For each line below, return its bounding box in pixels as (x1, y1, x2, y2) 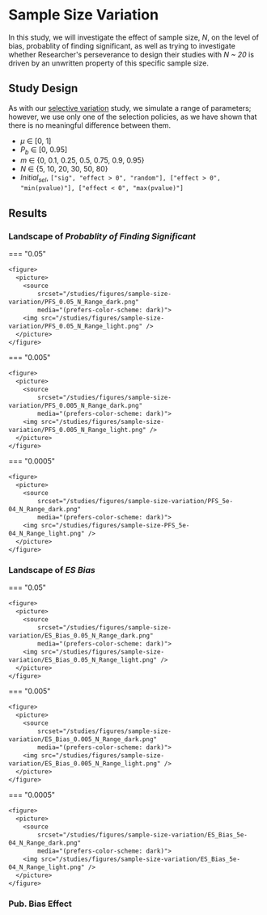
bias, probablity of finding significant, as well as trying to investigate (8, 40, 236, 50)
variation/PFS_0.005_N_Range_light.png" (8, 426, 147, 434)
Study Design (8, 82, 78, 95)
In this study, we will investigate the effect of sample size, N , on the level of (8, 32, 259, 42)
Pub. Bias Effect (8, 898, 73, 909)
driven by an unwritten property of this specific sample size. (8, 58, 209, 68)
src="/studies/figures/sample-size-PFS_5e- (40, 522, 190, 530)
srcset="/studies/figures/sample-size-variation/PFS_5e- (37, 498, 233, 506)
